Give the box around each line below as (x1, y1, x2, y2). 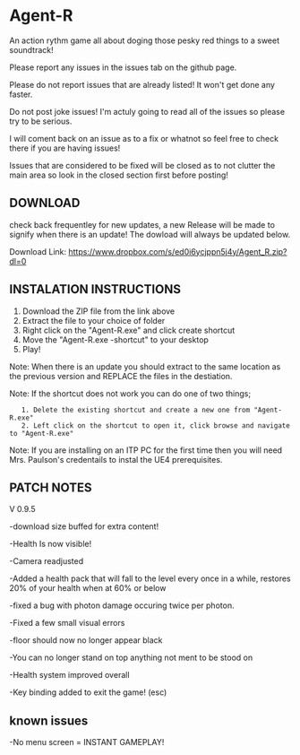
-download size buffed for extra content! (9, 521, 159, 532)
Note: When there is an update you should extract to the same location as (9, 360, 281, 372)
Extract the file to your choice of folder (21, 315, 166, 325)
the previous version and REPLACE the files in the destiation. (9, 370, 233, 381)
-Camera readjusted (9, 556, 84, 567)
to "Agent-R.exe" (9, 429, 74, 438)
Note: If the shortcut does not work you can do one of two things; (9, 387, 252, 399)
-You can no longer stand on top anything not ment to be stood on (9, 652, 253, 664)
